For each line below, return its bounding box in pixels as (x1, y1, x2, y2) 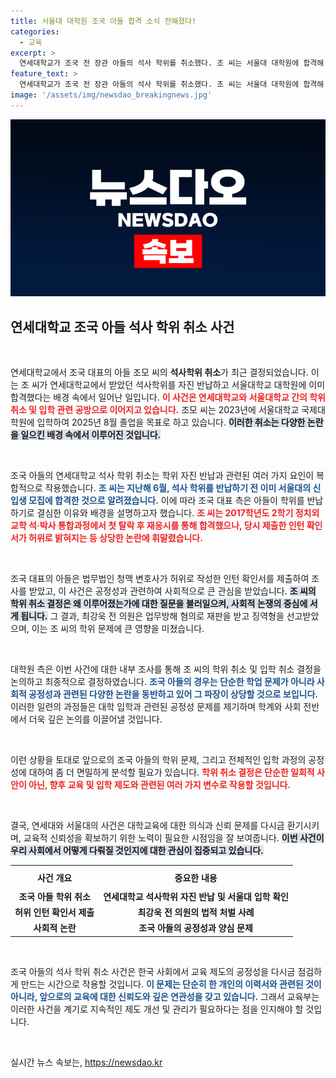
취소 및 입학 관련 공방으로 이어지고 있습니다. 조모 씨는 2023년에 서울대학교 (10, 404, 300, 416)
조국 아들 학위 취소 (18, 890, 91, 902)
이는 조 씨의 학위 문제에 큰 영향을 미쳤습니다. (31, 623, 205, 635)
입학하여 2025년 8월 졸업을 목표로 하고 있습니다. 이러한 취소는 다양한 (36, 416, 306, 429)
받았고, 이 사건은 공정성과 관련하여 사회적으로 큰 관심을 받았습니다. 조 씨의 (28, 585, 317, 597)
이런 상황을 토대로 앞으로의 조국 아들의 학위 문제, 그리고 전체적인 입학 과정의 (10, 754, 307, 766)
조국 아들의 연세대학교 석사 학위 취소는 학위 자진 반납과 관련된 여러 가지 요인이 (10, 470, 315, 482)
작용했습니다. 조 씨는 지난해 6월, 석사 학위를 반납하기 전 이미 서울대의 (44, 482, 312, 494)
